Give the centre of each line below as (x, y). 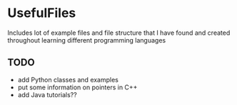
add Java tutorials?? (47, 94)
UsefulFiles (42, 13)
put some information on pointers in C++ (77, 87)
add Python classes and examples (68, 79)
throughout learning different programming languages (87, 40)
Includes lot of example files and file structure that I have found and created (119, 33)
